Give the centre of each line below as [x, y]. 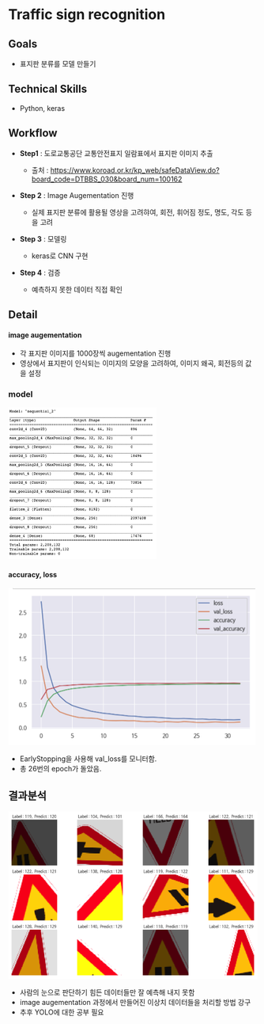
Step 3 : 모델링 [43, 238]
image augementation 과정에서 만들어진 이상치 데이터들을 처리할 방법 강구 [135, 1002]
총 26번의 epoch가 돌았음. [60, 769]
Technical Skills [48, 89]
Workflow [33, 133]
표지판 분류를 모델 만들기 [58, 64]
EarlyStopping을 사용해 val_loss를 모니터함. [88, 759]
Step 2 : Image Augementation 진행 [77, 195]
